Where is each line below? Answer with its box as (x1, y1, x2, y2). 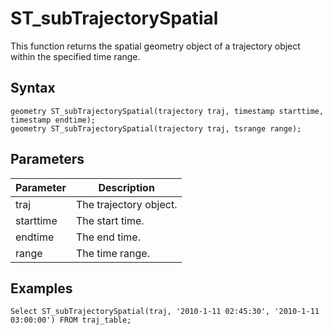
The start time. (75, 213, 145, 227)
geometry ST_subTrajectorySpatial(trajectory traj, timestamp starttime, (10, 106, 325, 116)
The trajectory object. (75, 197, 178, 211)
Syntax (10, 80, 56, 97)
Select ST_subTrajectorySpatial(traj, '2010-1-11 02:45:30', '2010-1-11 (10, 307, 320, 317)
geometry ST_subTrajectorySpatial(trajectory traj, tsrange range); (10, 123, 302, 134)
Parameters (10, 151, 85, 168)
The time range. (75, 246, 150, 260)
